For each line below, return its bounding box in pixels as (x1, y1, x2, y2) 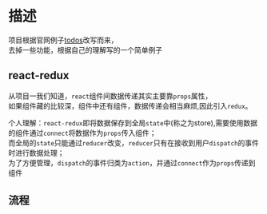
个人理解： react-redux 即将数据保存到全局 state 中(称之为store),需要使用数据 (8, 117, 258, 128)
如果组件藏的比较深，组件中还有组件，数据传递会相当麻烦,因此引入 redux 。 (8, 101, 253, 110)
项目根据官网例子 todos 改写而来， (8, 35, 118, 45)
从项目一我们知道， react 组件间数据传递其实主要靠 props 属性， (8, 91, 213, 101)
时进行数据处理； (8, 148, 65, 157)
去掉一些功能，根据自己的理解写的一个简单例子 (8, 45, 162, 54)
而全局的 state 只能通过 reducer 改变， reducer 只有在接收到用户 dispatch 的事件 (8, 137, 260, 148)
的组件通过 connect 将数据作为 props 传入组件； (8, 128, 157, 137)
